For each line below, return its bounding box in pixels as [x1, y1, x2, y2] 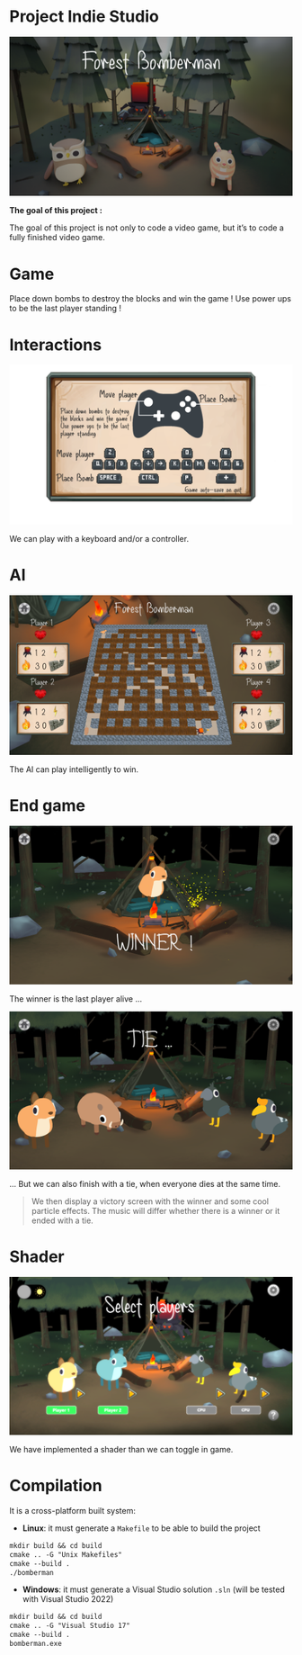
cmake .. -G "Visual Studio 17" [9, 1622, 130, 1631]
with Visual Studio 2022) [22, 1594, 114, 1605]
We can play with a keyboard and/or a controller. [9, 533, 190, 544]
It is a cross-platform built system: [9, 1506, 137, 1516]
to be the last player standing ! [9, 303, 122, 314]
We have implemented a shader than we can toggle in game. [9, 1444, 234, 1455]
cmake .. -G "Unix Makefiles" [9, 1551, 123, 1560]
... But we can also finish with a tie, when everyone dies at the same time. [9, 1179, 281, 1190]
